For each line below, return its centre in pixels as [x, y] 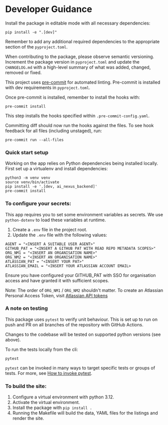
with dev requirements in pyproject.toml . [48, 87]
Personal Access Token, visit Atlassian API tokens [56, 295]
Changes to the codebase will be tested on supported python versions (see [83, 334]
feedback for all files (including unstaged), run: [54, 131]
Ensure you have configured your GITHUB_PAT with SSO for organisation [81, 275]
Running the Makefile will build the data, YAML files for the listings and [85, 413]
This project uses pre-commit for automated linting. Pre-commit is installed [83, 82]
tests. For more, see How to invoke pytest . [49, 373]
